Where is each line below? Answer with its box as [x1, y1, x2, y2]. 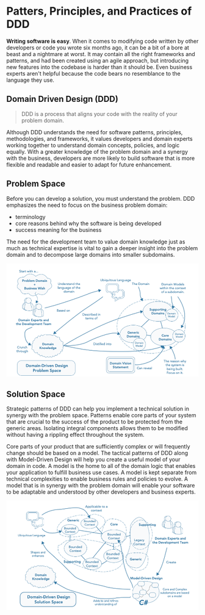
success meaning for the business [15, 226, 102, 233]
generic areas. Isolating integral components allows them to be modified [6, 425, 188, 432]
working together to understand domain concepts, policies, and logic [6, 142, 180, 149]
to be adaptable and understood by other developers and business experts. [6, 488, 196, 495]
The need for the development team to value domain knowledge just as [6, 238, 185, 245]
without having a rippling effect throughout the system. [6, 431, 145, 439]
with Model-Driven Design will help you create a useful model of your [6, 456, 181, 463]
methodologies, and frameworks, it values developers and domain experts [6, 135, 193, 142]
